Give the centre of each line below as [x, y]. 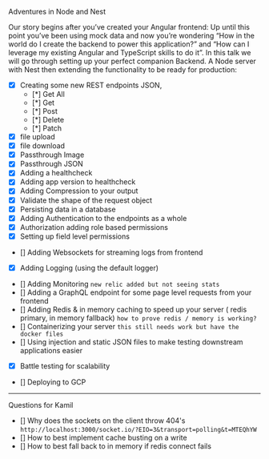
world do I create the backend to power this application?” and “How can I [129, 44]
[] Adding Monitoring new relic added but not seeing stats [120, 284]
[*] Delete [48, 120]
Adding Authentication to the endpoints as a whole [103, 218]
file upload [38, 137]
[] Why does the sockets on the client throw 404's [102, 421]
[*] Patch [47, 128]
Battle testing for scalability [65, 366]
